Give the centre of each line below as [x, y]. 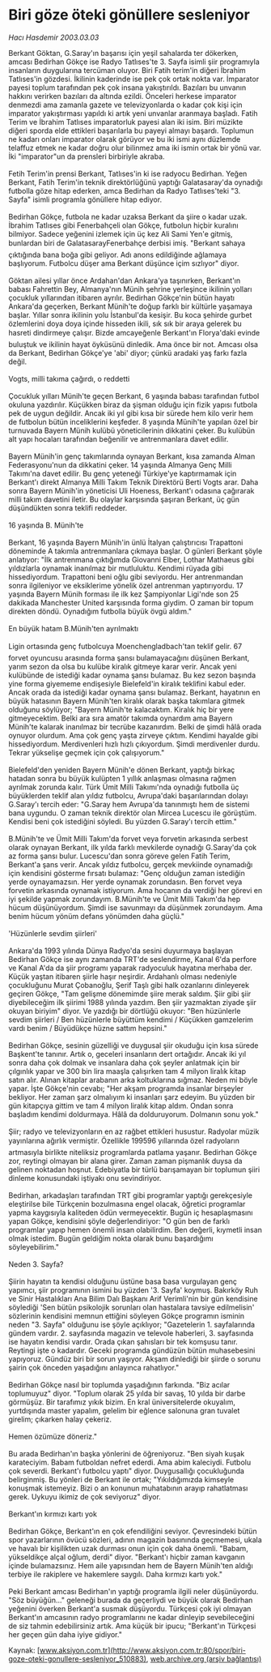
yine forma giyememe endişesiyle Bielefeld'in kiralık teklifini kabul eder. [127, 683]
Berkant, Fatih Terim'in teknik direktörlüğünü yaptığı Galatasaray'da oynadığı [135, 182]
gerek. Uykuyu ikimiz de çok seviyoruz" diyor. [85, 1496]
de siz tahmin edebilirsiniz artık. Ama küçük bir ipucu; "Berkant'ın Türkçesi [132, 1626]
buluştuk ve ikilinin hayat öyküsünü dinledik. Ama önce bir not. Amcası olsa [133, 344]
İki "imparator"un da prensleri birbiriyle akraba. [87, 156]
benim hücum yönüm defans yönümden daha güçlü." [96, 916]
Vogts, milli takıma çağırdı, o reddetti [69, 378]
